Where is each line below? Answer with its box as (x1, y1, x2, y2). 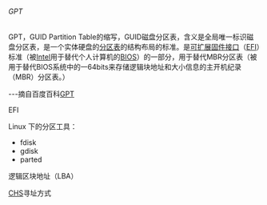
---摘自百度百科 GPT (8, 89, 74, 99)
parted (19, 155, 42, 164)
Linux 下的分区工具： (8, 122, 78, 131)
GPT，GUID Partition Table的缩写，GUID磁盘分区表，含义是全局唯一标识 (8, 32, 247, 42)
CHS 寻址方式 (8, 188, 52, 198)
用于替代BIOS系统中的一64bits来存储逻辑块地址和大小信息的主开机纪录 (8, 62, 242, 72)
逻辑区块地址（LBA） (8, 171, 78, 181)
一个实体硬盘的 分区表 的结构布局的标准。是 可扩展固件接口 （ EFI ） (50, 42, 261, 52)
